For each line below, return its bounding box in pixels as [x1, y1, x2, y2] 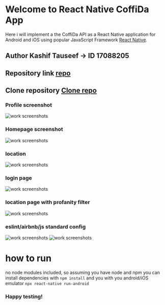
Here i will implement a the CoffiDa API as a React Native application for [5, 31, 156, 37]
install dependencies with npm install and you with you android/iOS [5, 274, 149, 281]
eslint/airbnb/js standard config [5, 223, 86, 230]
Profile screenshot [5, 101, 52, 109]
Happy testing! [5, 293, 43, 300]
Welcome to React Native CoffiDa [5, 4, 149, 15]
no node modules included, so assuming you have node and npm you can [5, 269, 160, 275]
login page [5, 174, 32, 182]
